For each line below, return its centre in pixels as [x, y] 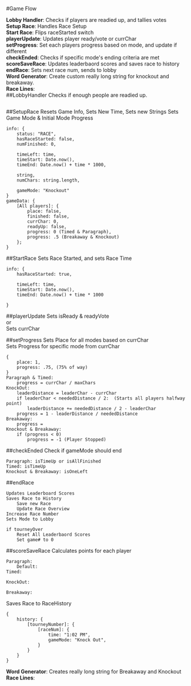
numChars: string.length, [48, 180]
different [16, 51]
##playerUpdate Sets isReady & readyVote [58, 316]
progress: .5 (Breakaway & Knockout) [73, 237]
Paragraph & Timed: [30, 378]
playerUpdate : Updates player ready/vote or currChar [71, 39]
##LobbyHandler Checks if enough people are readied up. [77, 95]
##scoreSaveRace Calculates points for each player [69, 551]
